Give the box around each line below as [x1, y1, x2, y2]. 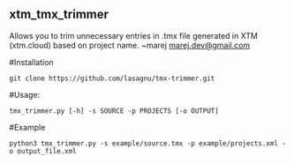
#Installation [9, 56, 55, 67]
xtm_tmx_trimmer [9, 7, 109, 22]
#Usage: [9, 89, 41, 100]
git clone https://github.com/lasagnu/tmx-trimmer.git [9, 74, 215, 83]
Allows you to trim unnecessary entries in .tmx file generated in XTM [9, 30, 259, 41]
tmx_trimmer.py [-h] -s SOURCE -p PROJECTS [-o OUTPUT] [9, 106, 219, 116]
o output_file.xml [9, 146, 77, 155]
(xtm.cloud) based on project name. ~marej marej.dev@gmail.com [9, 40, 251, 50]
